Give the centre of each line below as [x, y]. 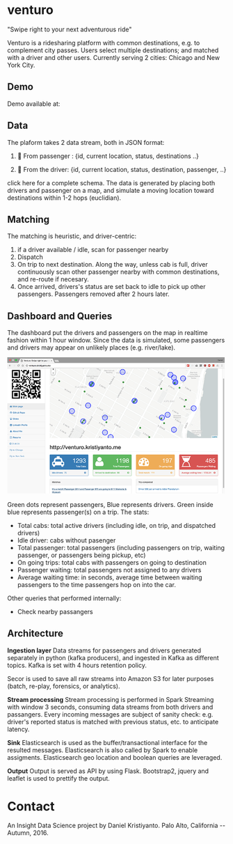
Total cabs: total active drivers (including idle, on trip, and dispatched [116, 525]
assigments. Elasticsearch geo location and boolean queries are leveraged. [115, 757]
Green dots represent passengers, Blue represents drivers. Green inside [110, 504]
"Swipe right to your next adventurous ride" [70, 29]
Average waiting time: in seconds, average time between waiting [110, 577]
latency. [18, 729]
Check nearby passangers [55, 611]
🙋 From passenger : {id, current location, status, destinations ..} [108, 156]
